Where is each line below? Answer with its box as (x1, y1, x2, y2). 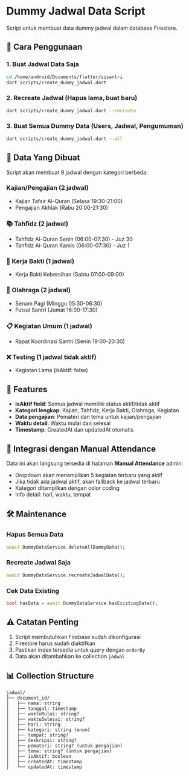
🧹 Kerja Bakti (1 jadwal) (6, 257, 74, 266)
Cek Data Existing (6, 586, 59, 595)
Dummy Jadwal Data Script (6, 4, 146, 18)
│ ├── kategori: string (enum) (6, 727, 91, 733)
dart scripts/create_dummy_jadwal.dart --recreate (6, 107, 136, 113)
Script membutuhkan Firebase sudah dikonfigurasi (14, 633, 141, 640)
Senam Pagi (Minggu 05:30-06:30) (14, 299, 103, 307)
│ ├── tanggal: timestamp (6, 706, 77, 712)
